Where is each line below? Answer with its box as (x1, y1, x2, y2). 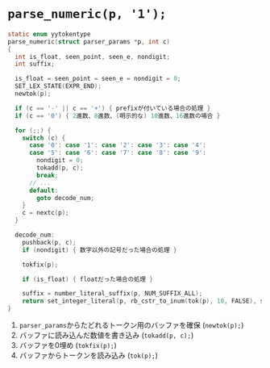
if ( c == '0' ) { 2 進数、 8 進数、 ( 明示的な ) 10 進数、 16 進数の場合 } (15, 111, 221, 119)
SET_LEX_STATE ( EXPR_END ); (15, 82, 102, 90)
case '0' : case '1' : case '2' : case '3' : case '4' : (28, 141, 206, 149)
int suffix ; (15, 60, 56, 69)
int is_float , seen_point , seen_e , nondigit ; (15, 52, 171, 61)
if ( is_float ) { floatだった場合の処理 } (22, 275, 154, 283)
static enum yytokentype (7, 30, 91, 38)
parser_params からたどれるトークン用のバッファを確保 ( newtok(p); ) (19, 320, 244, 330)
